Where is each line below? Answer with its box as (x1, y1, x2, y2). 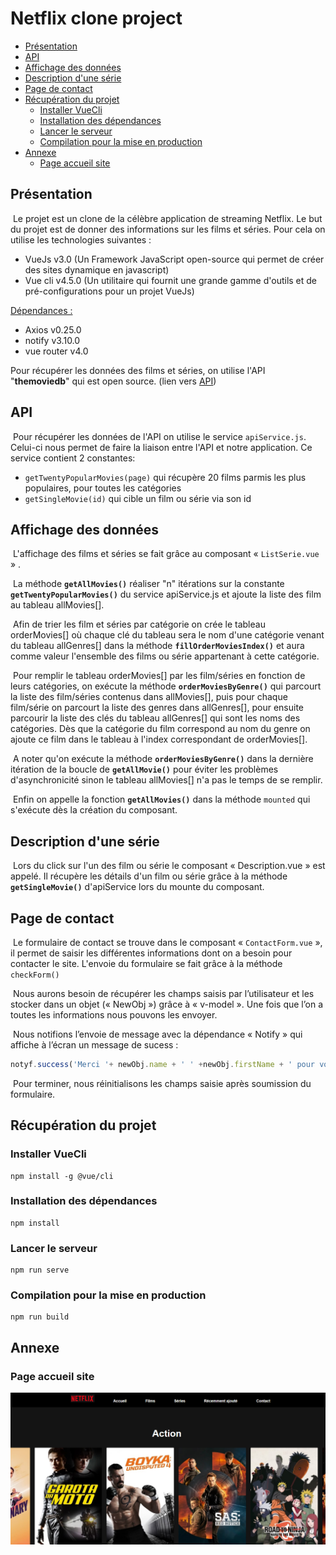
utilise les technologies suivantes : (10, 233, 152, 246)
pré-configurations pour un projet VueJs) (24, 285, 195, 297)
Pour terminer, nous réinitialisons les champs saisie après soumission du (12, 1077, 312, 1089)
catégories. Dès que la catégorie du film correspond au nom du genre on (10, 723, 311, 735)
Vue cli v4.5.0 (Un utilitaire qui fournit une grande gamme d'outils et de (24, 274, 318, 286)
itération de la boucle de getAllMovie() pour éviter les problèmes (10, 763, 279, 776)
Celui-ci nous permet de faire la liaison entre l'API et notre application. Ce (10, 441, 313, 453)
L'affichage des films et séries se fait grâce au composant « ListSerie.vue (12, 548, 320, 560)
